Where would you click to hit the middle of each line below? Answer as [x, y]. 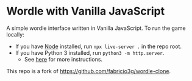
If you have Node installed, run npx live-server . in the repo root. [98, 46]
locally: [15, 34]
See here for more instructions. [63, 59]
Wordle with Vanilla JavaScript [86, 11]
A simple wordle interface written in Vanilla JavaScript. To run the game [96, 28]
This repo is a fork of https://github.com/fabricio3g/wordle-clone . [89, 71]
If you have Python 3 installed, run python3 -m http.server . [90, 52]
